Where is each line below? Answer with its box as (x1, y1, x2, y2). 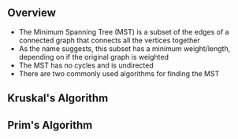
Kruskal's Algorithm (7, 92, 109, 105)
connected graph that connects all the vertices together (18, 35, 200, 45)
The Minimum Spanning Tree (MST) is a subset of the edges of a (18, 27, 229, 36)
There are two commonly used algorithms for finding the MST (18, 68, 220, 78)
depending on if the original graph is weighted (18, 52, 169, 61)
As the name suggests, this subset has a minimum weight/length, (18, 43, 231, 53)
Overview (7, 6, 57, 20)
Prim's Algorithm (7, 118, 93, 132)
